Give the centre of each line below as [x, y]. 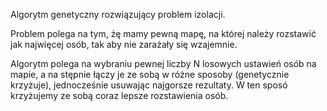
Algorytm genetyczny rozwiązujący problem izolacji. [118, 14]
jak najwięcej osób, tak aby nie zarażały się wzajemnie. [124, 44]
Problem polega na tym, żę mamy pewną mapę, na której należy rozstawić [163, 33]
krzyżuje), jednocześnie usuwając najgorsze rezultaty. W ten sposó [149, 85]
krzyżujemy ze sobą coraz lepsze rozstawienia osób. [119, 95]
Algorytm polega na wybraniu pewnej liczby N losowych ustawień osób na [163, 63]
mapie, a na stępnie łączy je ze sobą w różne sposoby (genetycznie [150, 74]
